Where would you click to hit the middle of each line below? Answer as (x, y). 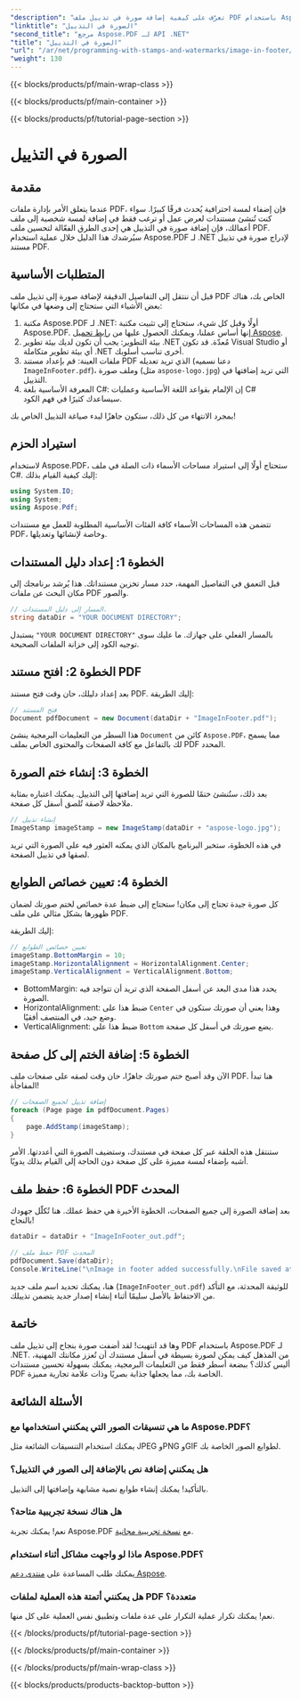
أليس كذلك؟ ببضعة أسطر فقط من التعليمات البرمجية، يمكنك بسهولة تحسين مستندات (150, 1364)
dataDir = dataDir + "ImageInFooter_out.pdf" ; (98, 1237)
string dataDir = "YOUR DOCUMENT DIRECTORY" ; (96, 617)
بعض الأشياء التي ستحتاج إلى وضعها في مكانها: (86, 305)
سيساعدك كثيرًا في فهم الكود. (73, 398)
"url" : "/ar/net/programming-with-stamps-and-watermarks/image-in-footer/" (154, 51)
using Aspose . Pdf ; (44, 508)
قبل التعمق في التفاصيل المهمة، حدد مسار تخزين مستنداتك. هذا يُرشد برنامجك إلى (145, 583)
